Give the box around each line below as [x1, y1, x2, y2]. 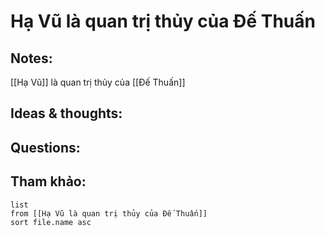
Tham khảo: [10, 173, 87, 190]
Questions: [10, 139, 81, 156]
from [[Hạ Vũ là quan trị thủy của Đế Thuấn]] [10, 208, 208, 219]
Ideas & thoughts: [10, 105, 123, 122]
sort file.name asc [10, 217, 92, 227]
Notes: [10, 50, 53, 67]
